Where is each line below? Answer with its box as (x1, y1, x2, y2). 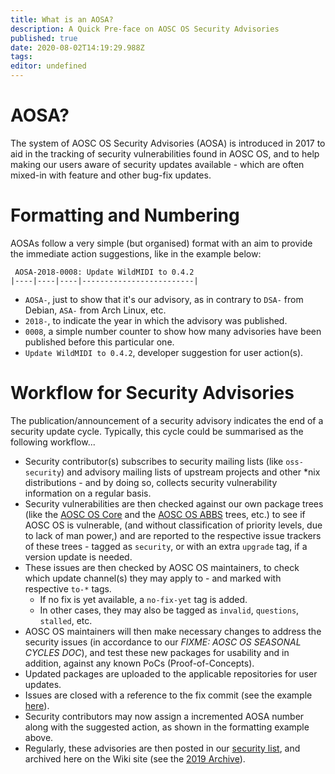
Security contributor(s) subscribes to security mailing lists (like (24, 455, 284, 467)
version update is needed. (24, 551, 133, 563)
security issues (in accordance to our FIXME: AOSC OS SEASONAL (24, 636, 302, 648)
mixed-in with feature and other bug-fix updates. (10, 169, 212, 181)
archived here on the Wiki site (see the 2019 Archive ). (24, 752, 246, 765)
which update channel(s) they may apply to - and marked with (24, 572, 282, 584)
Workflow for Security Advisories (10, 382, 295, 405)
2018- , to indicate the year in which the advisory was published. (24, 314, 288, 326)
